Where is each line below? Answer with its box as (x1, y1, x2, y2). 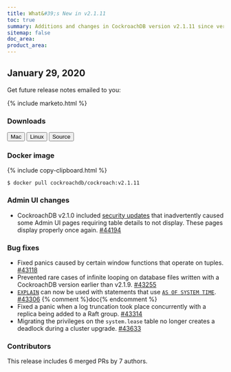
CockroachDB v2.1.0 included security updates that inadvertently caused (16, 211, 224, 219)
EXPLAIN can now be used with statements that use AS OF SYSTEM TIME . (16, 288, 217, 296)
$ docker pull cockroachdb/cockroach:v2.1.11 (7, 179, 140, 186)
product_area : (7, 42, 48, 49)
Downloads (7, 116, 46, 126)
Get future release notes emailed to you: (7, 85, 122, 94)
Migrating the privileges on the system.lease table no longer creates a (16, 317, 215, 325)
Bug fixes (7, 243, 40, 252)
